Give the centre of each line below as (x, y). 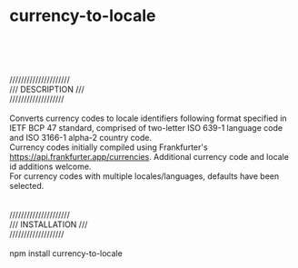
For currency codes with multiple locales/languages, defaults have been (144, 176)
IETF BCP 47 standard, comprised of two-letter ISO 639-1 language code (146, 127)
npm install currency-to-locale (66, 253)
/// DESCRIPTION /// (47, 89)
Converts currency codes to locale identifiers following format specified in (149, 118)
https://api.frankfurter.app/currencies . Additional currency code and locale (149, 156)
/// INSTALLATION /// (49, 224)
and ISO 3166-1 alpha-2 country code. (81, 137)
